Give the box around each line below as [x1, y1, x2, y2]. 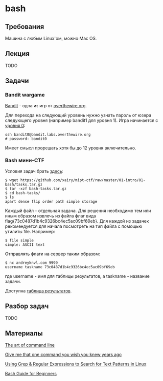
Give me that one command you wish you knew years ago [5, 352, 122, 357]
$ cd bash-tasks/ [5, 190, 41, 195]
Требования [5, 23, 44, 31]
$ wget [5, 177, 19, 183]
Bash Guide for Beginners [5, 371, 57, 377]
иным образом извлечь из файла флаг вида [5, 213, 96, 218]
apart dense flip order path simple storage [5, 199, 97, 204]
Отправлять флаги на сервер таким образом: [5, 251, 100, 257]
